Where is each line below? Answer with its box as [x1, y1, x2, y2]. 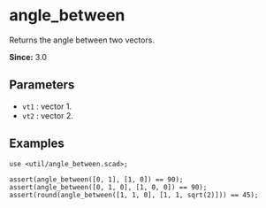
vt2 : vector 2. [21, 110, 73, 120]
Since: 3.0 [9, 51, 47, 62]
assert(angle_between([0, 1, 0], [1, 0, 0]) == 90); [9, 182, 208, 191]
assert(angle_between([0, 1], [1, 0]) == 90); [9, 174, 184, 184]
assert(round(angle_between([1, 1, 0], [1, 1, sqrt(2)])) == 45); [9, 190, 259, 199]
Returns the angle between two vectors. [9, 35, 155, 45]
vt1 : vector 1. [21, 101, 72, 112]
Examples [9, 136, 65, 151]
